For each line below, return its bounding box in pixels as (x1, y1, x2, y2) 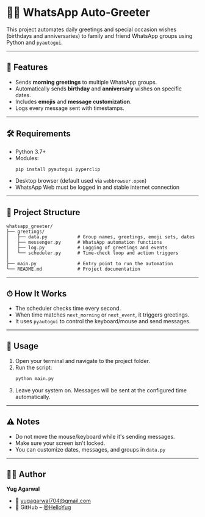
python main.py (15, 375, 54, 381)
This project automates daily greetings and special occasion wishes (6, 26, 177, 33)
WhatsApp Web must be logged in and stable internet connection (15, 183, 180, 191)
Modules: (15, 154, 39, 161)
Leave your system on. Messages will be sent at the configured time (15, 386, 187, 394)
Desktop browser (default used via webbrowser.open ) (15, 177, 147, 185)
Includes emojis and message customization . (15, 98, 132, 105)
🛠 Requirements (6, 128, 71, 139)
